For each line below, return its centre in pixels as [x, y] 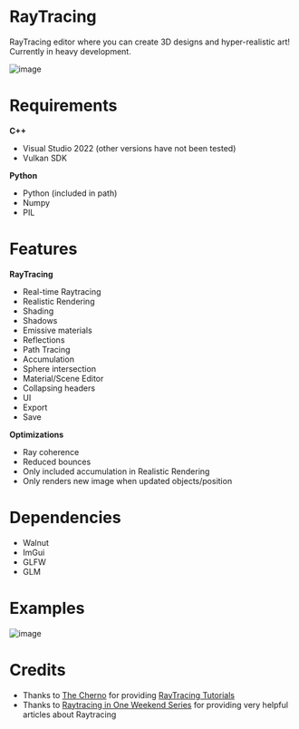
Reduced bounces [57, 462]
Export [35, 407]
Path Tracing [46, 349]
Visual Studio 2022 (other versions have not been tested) [129, 148]
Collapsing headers [59, 388]
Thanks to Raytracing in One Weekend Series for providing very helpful [155, 705]
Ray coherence [51, 452]
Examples [47, 608]
